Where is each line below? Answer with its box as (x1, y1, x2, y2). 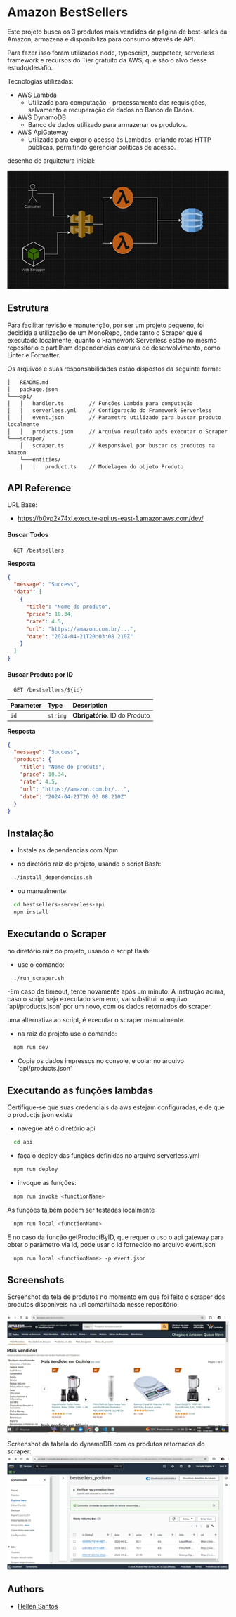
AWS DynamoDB (17, 113, 67, 121)
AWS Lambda (17, 91, 58, 99)
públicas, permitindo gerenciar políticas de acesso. (27, 143, 176, 151)
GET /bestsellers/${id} (13, 687, 83, 694)
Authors (7, 1583, 44, 1595)
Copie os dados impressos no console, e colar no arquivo (17, 1057, 185, 1065)
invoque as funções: (17, 1178, 77, 1187)
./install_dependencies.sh (13, 874, 93, 881)
